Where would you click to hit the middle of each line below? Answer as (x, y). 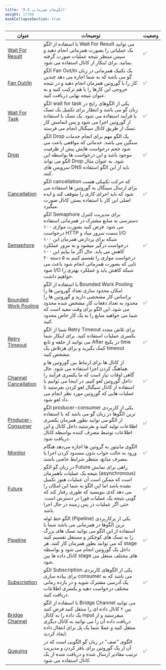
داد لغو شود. (56, 399)
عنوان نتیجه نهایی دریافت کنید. (75, 96)
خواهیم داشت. (59, 277)
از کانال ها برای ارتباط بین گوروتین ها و (84, 362)
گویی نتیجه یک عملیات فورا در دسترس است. (90, 498)
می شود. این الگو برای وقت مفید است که (87, 309)
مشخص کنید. (57, 354)
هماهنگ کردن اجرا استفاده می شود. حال (85, 369)
